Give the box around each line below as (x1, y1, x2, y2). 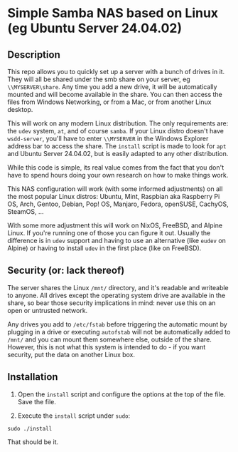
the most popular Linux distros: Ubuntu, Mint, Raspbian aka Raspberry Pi (7, 192, 220, 200)
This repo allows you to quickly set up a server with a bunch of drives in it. (7, 68, 225, 76)
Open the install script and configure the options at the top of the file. (17, 390, 226, 399)
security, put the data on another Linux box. (7, 350, 136, 359)
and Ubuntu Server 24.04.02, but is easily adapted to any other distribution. (7, 150, 229, 158)
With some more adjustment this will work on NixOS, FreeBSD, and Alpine (7, 221, 222, 230)
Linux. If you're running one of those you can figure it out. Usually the (7, 229, 211, 237)
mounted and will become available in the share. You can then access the (7, 91, 222, 98)
